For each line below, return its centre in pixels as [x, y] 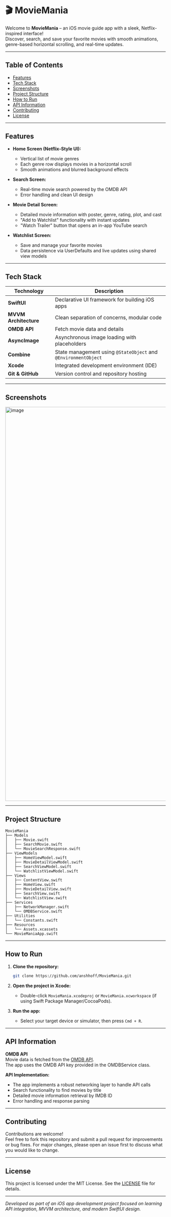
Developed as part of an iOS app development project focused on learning [84, 1204]
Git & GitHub [23, 374]
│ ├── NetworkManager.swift [37, 907]
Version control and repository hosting [101, 374]
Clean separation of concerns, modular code [108, 318]
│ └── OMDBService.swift [34, 911]
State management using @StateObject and [106, 352]
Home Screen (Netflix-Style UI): [47, 149]
